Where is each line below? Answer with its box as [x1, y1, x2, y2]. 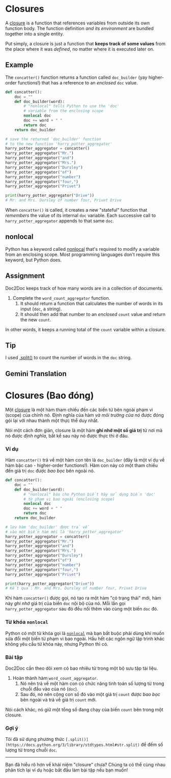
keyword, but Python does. [5, 256, 62, 263]
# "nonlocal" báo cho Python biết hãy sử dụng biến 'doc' [23, 492, 156, 497]
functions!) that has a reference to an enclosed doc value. [17, 79, 138, 85]
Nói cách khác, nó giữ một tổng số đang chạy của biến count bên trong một [5, 706, 164, 712]
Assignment [5, 272, 45, 280]
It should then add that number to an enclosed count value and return [20, 311, 166, 317]
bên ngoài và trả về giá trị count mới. [20, 697, 97, 703]
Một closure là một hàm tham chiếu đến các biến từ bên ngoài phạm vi [5, 407, 153, 413]
